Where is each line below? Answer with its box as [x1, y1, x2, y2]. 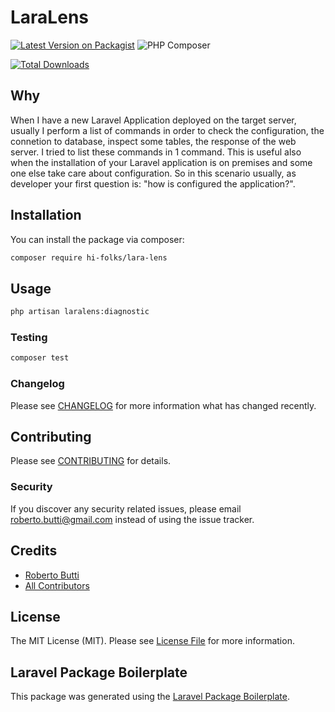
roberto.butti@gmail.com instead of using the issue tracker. [10, 513, 255, 525]
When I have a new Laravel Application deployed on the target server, [10, 114, 297, 126]
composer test [10, 353, 70, 363]
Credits [10, 542, 58, 560]
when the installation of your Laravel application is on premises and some [10, 156, 313, 168]
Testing [10, 331, 48, 345]
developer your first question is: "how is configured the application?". [10, 177, 296, 190]
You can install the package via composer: [10, 233, 185, 245]
